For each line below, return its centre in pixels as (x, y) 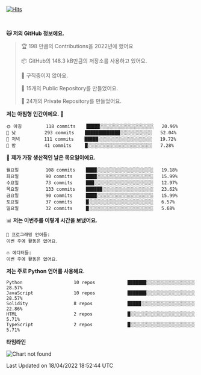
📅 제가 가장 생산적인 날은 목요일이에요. (51, 157)
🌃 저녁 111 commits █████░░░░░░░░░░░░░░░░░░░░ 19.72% (91, 139)
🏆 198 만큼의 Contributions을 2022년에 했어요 (77, 46)
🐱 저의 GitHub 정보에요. (35, 33)
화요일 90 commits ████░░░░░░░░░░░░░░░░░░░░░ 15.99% (92, 176)
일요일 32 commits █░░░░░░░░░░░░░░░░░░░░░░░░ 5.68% (91, 208)
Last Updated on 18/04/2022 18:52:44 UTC (60, 365)
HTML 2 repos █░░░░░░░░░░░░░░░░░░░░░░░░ (101, 314)
